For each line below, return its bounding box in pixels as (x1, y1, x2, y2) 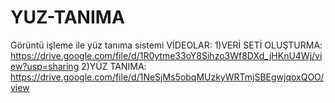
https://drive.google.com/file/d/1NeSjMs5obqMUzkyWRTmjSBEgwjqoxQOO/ (10, 71, 325, 83)
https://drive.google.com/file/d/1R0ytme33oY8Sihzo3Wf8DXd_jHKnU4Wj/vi (10, 49, 323, 61)
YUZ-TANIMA (10, 6, 125, 29)
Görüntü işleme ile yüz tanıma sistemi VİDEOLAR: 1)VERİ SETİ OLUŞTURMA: (10, 39, 323, 51)
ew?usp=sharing (10, 60, 80, 72)
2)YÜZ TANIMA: (81, 60, 147, 72)
